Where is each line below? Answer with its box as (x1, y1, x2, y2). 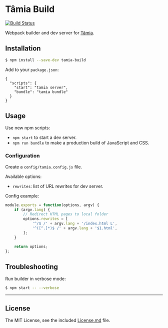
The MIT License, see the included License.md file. (5, 317, 110, 323)
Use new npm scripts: (5, 125, 50, 131)
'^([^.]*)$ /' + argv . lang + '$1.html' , (31, 226, 117, 231)
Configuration (5, 152, 40, 159)
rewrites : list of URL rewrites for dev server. (12, 183, 103, 189)
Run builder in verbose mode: (5, 276, 66, 282)
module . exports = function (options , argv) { (5, 202, 99, 207)
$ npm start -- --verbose (5, 285, 59, 290)
